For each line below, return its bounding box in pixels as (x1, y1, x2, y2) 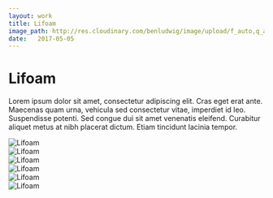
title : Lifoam (8, 19, 57, 28)
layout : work (8, 11, 53, 20)
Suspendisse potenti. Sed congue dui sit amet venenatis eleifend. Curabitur (8, 114, 262, 123)
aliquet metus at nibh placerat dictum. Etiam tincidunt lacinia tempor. (8, 123, 238, 132)
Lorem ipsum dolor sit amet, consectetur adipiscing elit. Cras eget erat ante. (8, 97, 263, 106)
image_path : (8, 27, 49, 35)
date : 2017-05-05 (8, 34, 75, 43)
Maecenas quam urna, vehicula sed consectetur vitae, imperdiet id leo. (8, 105, 246, 114)
